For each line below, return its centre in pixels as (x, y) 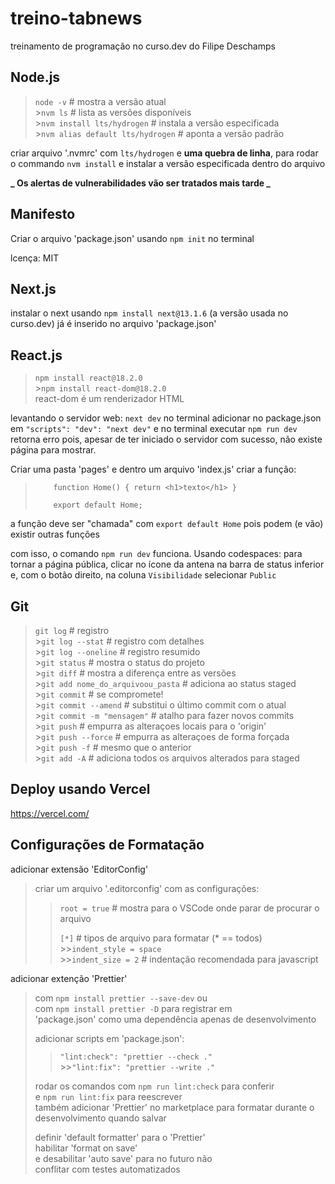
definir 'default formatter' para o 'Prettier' (120, 1137)
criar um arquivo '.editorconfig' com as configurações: (147, 888)
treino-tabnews (76, 18)
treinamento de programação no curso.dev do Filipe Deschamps (143, 46)
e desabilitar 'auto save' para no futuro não (123, 1158)
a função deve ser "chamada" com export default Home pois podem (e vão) (167, 524)
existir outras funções (55, 534)
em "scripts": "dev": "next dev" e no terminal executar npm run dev (154, 429)
